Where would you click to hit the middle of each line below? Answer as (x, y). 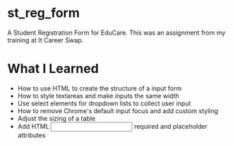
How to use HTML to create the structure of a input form (100, 88)
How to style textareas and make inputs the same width (98, 95)
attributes (31, 135)
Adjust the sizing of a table (56, 118)
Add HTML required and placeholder (113, 126)
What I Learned (53, 69)
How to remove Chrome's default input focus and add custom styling (118, 110)
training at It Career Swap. (45, 40)
